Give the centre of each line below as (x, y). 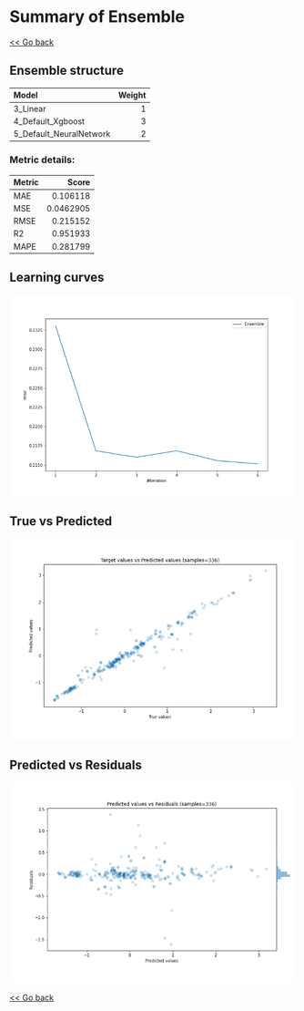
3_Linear (30, 108)
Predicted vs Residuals (76, 764)
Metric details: (42, 160)
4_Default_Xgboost (49, 121)
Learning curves (57, 278)
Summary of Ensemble (97, 17)
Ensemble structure (67, 71)
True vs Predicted (61, 521)
